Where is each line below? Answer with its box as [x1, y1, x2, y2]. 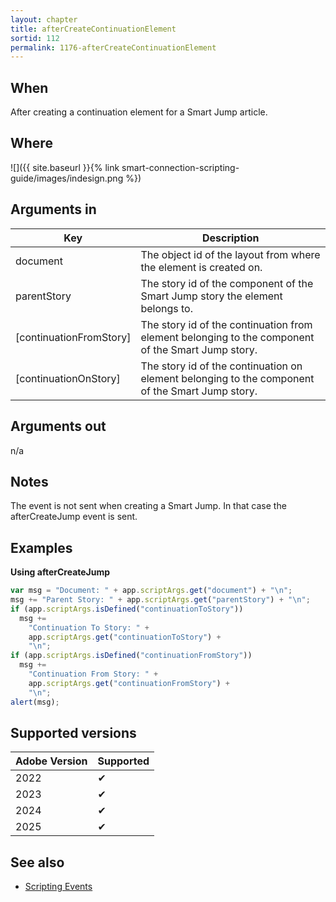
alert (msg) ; [10, 697, 60, 707]
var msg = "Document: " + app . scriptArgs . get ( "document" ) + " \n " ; [10, 586, 293, 596]
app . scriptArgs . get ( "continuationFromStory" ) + [28, 678, 230, 688]
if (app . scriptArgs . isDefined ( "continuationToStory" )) [10, 604, 244, 614]
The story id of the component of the [140, 276, 314, 290]
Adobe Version [15, 754, 88, 768]
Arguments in [10, 201, 97, 218]
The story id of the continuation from [140, 317, 313, 331]
